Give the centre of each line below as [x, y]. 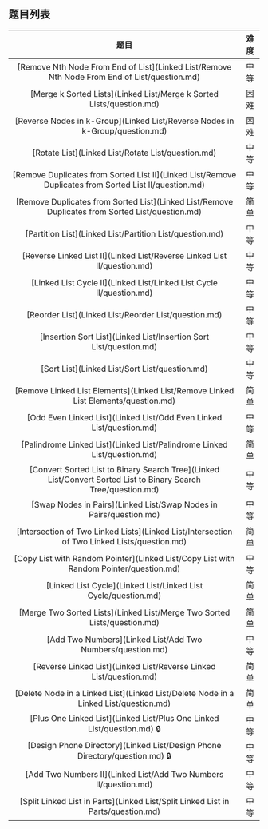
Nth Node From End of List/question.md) [124, 77]
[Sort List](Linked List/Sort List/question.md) [125, 369]
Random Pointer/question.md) [124, 568]
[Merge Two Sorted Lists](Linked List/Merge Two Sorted [124, 612]
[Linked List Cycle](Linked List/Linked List [124, 585]
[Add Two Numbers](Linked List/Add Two [124, 640]
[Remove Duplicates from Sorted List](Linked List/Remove [124, 201]
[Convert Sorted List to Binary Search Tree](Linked [124, 469]
